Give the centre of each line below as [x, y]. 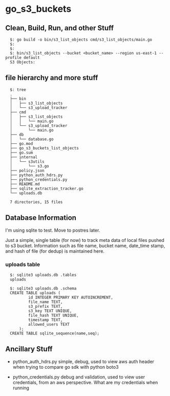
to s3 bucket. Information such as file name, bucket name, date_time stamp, [85, 246]
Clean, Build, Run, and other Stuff [60, 28]
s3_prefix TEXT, [45, 306]
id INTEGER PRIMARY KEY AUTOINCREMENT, [71, 297]
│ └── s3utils [27, 162]
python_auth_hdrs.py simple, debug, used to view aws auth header [83, 361]
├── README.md [25, 184]
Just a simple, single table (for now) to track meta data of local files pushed [85, 240]
